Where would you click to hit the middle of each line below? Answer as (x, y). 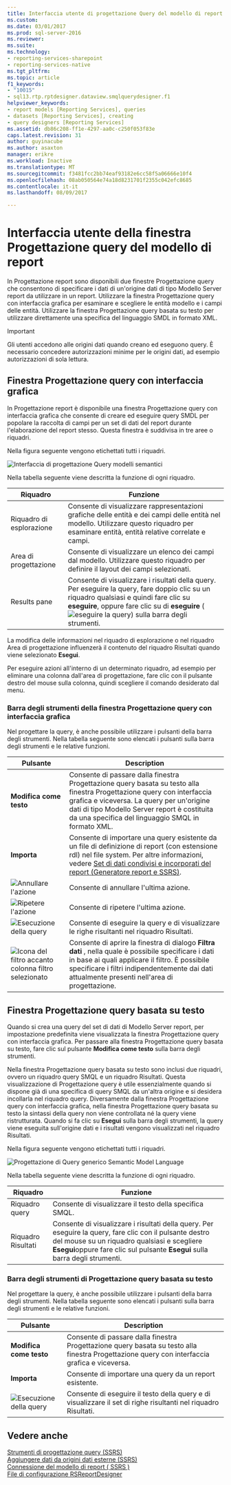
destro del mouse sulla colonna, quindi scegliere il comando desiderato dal (113, 683)
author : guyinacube (35, 142)
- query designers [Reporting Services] (66, 122)
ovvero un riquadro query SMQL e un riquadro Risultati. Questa (96, 1077)
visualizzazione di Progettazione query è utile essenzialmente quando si (109, 1084)
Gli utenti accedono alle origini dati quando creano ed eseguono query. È (110, 344)
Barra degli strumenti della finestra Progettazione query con (110, 708)
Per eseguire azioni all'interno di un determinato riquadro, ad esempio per (112, 668)
